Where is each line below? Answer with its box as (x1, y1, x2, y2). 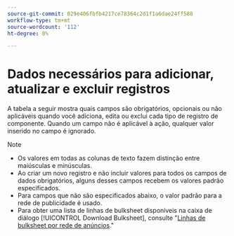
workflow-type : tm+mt (7, 17, 71, 24)
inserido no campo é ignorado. (7, 127, 96, 136)
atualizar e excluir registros (7, 81, 171, 97)
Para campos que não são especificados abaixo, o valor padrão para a (17, 191, 223, 200)
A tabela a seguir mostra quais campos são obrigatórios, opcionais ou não (7, 105, 223, 113)
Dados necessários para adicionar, (7, 66, 214, 82)
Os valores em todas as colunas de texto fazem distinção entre (17, 154, 200, 162)
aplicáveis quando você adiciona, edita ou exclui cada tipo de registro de (7, 112, 219, 120)
